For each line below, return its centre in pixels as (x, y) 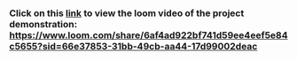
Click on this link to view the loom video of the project (127, 13)
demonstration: (43, 24)
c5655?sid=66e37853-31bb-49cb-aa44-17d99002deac (133, 46)
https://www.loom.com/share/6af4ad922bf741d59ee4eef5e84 (148, 35)
